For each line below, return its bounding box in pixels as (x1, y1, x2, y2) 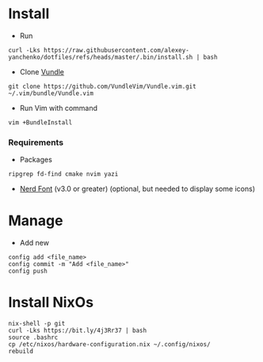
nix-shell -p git (8, 320, 66, 328)
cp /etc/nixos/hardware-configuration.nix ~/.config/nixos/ (8, 341, 212, 349)
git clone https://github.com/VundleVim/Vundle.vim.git (8, 82, 196, 90)
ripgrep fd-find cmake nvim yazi (8, 170, 119, 178)
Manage (8, 211, 63, 230)
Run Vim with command (19, 103, 97, 112)
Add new (19, 238, 50, 248)
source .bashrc (8, 333, 59, 341)
